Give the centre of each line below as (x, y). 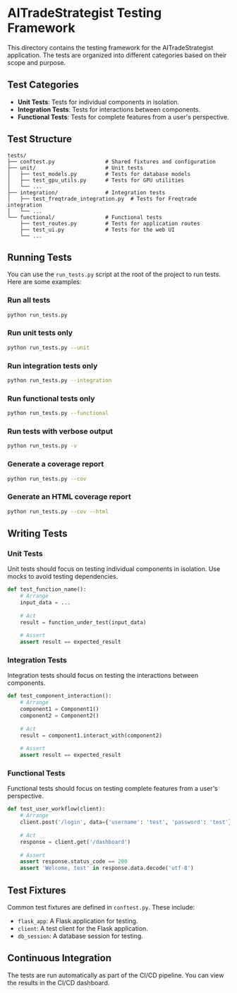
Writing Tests (38, 533)
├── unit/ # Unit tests (75, 168)
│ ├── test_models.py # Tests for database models (99, 174)
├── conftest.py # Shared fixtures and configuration (112, 161)
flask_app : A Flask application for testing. (78, 921)
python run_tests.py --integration (60, 381)
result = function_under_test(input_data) (83, 622)
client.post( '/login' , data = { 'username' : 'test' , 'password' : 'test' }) (127, 822)
